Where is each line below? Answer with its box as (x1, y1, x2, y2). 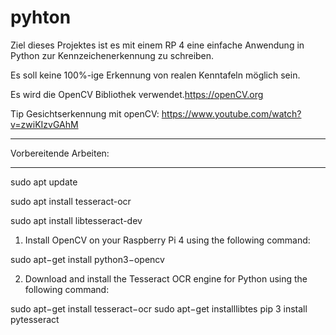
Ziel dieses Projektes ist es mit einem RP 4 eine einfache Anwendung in (10, 39, 305, 51)
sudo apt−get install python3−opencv (10, 253, 165, 265)
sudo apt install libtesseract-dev (10, 214, 143, 226)
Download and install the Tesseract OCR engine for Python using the (24, 272, 308, 285)
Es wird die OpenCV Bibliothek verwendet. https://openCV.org (10, 88, 264, 100)
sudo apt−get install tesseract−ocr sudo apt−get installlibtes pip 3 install (10, 302, 308, 315)
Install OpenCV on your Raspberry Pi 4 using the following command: (24, 234, 311, 246)
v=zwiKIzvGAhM (10, 118, 79, 130)
